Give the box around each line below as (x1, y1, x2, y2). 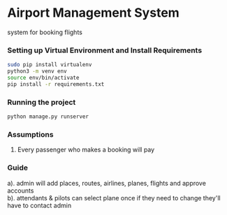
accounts (7, 186, 34, 195)
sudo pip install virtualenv (7, 61, 92, 68)
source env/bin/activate (7, 74, 80, 81)
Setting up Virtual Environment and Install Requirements (7, 45, 203, 55)
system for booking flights (7, 28, 82, 36)
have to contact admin (7, 201, 72, 209)
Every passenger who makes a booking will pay (17, 145, 155, 154)
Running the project (7, 97, 76, 107)
